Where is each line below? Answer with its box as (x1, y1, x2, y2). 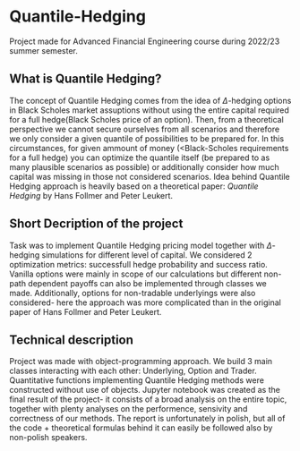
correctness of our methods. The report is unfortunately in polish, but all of (9, 413, 286, 424)
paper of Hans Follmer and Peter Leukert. (9, 306, 162, 317)
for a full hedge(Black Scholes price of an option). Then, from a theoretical (9, 114, 284, 124)
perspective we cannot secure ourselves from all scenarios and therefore (9, 123, 280, 134)
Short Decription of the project (9, 217, 184, 232)
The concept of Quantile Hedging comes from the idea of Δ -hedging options (9, 95, 292, 106)
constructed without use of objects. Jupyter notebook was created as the (9, 385, 280, 396)
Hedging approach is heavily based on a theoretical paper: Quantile (9, 181, 259, 191)
